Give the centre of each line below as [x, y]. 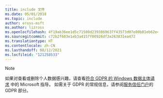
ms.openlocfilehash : [26, 32]
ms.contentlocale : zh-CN [30, 46]
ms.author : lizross [25, 28]
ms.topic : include [24, 18]
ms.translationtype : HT [29, 41]
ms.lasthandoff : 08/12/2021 [33, 50]
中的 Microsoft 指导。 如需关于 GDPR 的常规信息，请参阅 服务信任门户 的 [82, 84]
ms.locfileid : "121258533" [32, 55]
